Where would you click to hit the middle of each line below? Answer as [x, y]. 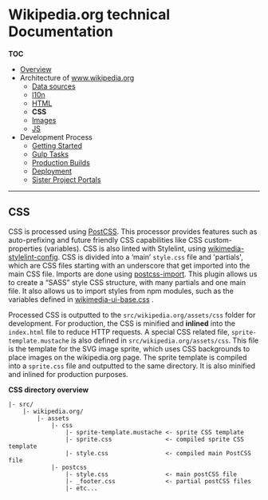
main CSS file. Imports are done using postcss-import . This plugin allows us [133, 274]
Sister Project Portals [66, 179]
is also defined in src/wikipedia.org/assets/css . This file [165, 340]
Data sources [53, 86]
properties [25, 248]
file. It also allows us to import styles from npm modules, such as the [121, 291]
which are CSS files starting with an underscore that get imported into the [129, 265]
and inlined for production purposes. [69, 374]
